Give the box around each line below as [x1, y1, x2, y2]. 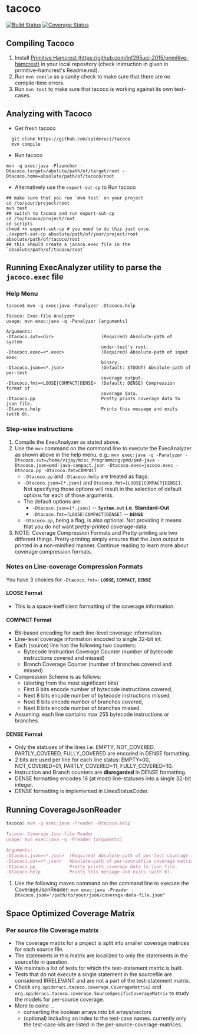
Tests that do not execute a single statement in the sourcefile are [14, 970, 173, 978]
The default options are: [23, 498, 82, 505]
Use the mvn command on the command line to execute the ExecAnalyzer [14, 444, 192, 451]
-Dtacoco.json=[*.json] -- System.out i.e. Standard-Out [32, 504, 170, 511]
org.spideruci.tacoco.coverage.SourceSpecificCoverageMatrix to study [14, 989, 190, 996]
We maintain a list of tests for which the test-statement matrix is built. [14, 964, 184, 971]
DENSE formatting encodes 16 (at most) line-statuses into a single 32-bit [14, 775, 192, 782]
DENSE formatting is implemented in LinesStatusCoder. [14, 787, 149, 795]
